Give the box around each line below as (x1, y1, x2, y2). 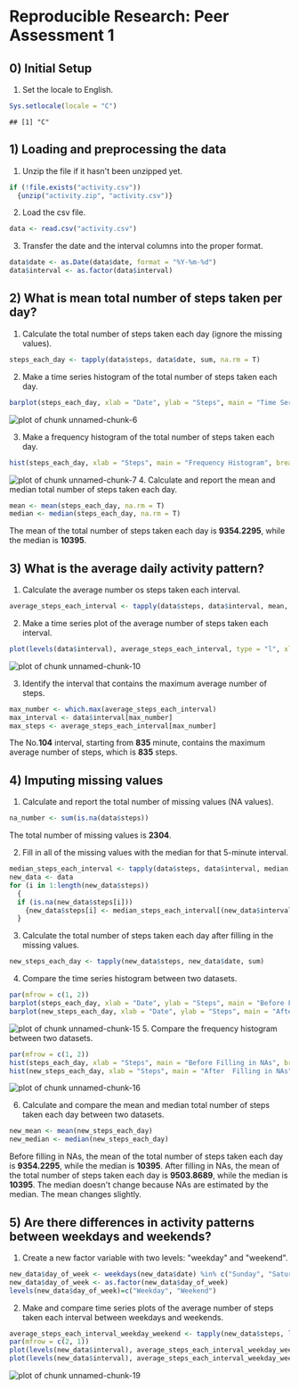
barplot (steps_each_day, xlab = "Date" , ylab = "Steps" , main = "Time (9, 398, 277, 407)
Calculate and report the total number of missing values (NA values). (21, 797, 274, 807)
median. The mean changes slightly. (9, 1189, 142, 1200)
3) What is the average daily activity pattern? (9, 560, 264, 576)
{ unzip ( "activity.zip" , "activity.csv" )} (17, 191, 174, 200)
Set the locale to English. (21, 85, 114, 95)
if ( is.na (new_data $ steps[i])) (17, 897, 133, 906)
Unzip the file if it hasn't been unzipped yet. (21, 165, 183, 176)
